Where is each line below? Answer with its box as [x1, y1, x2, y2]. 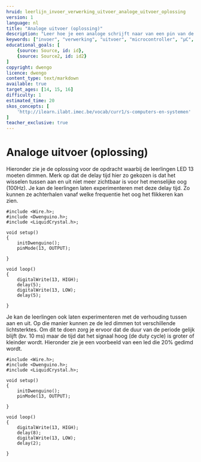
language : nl [6, 20, 39, 26]
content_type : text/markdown [6, 75, 79, 81]
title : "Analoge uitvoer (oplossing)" [6, 25, 103, 32]
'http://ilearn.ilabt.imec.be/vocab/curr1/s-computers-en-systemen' [17, 109, 191, 115]
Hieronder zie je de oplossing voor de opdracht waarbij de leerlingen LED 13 [6, 166, 194, 173]
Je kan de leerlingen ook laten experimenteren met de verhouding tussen [6, 313, 187, 320]
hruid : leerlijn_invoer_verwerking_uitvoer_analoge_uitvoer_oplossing [6, 8, 186, 15]
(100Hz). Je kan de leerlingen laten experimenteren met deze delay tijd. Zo [6, 185, 190, 192]
